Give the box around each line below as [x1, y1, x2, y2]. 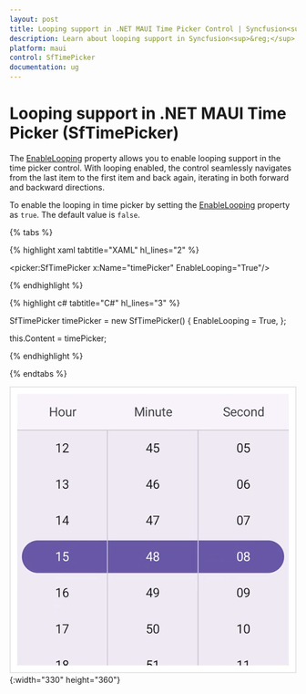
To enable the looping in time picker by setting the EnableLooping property [9, 199, 291, 210]
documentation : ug [9, 63, 79, 72]
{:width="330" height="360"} [9, 675, 121, 686]
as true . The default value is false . [9, 209, 141, 220]
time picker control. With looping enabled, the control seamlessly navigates [9, 162, 291, 173]
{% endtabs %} [9, 368, 67, 378]
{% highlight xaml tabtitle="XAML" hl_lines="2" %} [9, 244, 199, 255]
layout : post [9, 15, 59, 24]
